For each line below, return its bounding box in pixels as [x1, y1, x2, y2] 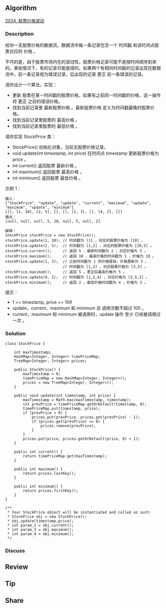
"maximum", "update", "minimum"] [5, 205, 74, 210]
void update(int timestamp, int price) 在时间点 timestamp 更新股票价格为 [12, 150, 159, 156]
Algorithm [5, 4, 37, 12]
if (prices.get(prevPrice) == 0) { [31, 419, 105, 424]
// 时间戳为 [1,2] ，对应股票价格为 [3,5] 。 [62, 264, 148, 269]
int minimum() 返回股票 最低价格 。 [12, 175, 83, 181]
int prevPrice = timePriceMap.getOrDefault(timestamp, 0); [23, 402, 147, 407]
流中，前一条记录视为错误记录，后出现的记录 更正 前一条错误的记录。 [5, 71, 146, 77]
